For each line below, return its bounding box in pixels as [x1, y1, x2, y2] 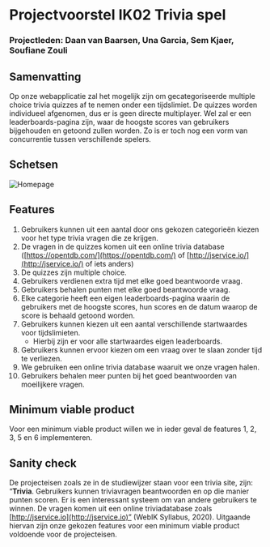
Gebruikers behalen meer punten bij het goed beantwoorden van [20, 370, 238, 380]
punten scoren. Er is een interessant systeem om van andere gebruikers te [9, 495, 258, 505]
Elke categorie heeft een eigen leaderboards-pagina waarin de [20, 293, 230, 303]
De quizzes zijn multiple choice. [20, 267, 128, 277]
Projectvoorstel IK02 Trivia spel [9, 6, 226, 24]
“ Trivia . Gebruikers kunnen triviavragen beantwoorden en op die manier [9, 486, 250, 496]
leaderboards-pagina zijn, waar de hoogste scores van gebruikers [9, 117, 230, 126]
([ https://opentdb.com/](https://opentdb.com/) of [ [20, 250, 190, 260]
